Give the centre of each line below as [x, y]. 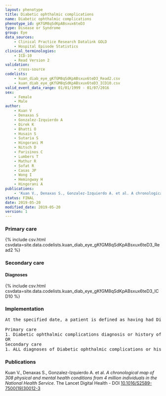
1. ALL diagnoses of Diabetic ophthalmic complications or [78, 349]
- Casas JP [25, 170]
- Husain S [25, 134]
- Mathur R [25, 161]
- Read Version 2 [32, 60]
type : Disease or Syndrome [33, 28]
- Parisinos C [28, 152]
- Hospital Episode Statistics [46, 46]
